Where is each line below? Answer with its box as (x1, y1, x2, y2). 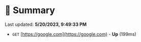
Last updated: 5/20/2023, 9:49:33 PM (5, 21, 87, 27)
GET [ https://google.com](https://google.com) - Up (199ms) (12, 31, 136, 37)
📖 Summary (5, 5, 55, 16)
